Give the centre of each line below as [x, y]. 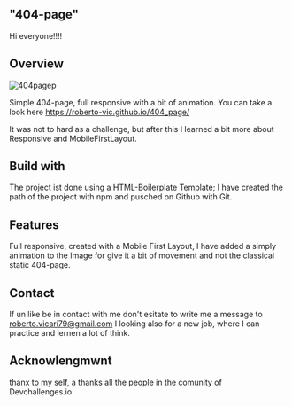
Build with [37, 166]
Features [34, 225]
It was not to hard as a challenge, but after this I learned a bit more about [142, 129]
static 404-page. [40, 265]
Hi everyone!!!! [36, 35]
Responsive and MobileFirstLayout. [73, 138]
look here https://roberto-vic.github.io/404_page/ [100, 112]
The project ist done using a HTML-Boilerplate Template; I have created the [146, 187]
